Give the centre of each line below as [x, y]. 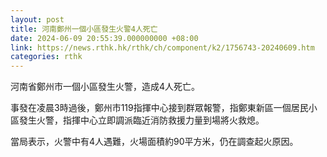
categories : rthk [46, 57]
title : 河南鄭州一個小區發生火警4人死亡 [84, 29]
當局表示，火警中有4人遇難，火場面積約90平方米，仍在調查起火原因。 [154, 142]
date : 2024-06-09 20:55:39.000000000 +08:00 [104, 38]
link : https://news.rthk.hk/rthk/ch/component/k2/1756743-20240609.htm [162, 47]
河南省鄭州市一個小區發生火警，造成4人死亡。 [105, 87]
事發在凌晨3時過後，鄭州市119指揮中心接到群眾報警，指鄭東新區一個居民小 [164, 108]
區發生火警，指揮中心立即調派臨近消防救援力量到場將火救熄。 [137, 120]
